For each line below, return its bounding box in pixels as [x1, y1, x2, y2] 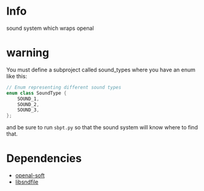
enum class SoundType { [6, 90, 67, 96]
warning [6, 46, 49, 60]
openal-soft [15, 172, 45, 179]
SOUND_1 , [17, 96, 40, 102]
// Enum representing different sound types [6, 84, 122, 90]
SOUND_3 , [17, 107, 40, 114]
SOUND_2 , [17, 101, 40, 107]
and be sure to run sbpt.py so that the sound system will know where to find [6, 124, 199, 131]
